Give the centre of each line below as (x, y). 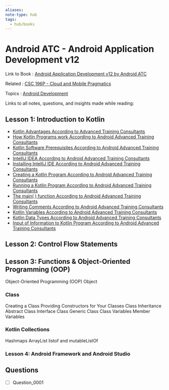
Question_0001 (28, 382)
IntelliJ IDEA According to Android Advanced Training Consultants (81, 158)
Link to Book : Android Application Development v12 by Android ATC (76, 74)
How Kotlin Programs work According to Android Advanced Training (83, 137)
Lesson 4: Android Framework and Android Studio (68, 354)
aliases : (14, 10)
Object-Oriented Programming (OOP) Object (51, 282)
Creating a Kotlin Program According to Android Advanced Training (82, 174)
